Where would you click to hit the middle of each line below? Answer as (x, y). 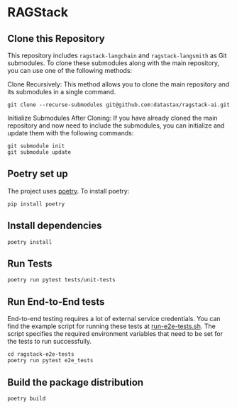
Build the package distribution (76, 382)
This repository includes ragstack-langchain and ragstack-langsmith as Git (117, 55)
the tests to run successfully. (50, 342)
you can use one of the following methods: (70, 71)
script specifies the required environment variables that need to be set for (115, 334)
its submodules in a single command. (61, 92)
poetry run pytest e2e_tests (50, 361)
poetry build (27, 399)
